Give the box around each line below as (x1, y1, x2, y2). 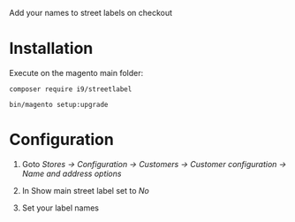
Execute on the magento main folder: (9, 67, 144, 78)
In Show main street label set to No (21, 185, 150, 195)
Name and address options (21, 168, 122, 179)
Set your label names (21, 203, 100, 213)
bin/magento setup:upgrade (9, 100, 109, 109)
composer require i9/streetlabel (9, 84, 132, 94)
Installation (9, 39, 94, 58)
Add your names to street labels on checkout (9, 8, 173, 18)
